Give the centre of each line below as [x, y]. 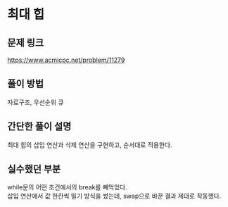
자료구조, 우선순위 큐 [36, 102]
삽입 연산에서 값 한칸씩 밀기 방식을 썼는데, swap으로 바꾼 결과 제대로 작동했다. [114, 196]
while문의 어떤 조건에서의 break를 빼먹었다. [68, 187]
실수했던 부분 [34, 169]
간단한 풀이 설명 [39, 126]
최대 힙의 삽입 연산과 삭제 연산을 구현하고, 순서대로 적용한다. [90, 144]
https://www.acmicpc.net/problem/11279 [66, 60]
